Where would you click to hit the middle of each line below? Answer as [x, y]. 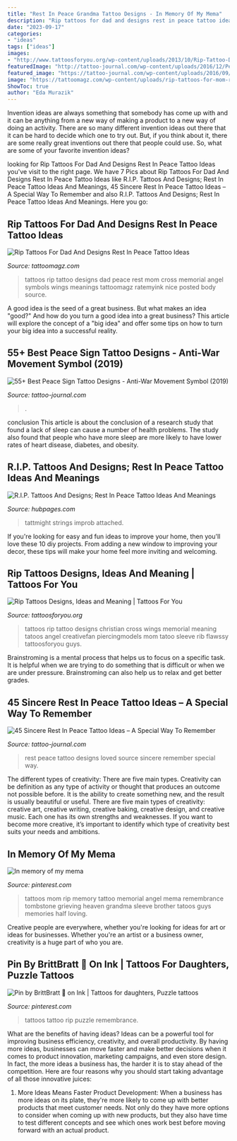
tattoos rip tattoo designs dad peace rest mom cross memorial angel [124, 279]
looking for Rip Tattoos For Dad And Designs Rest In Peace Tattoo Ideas [111, 164]
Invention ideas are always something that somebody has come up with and [117, 113]
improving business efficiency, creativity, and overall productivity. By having [118, 1041]
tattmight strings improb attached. [74, 522]
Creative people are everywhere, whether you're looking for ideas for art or [116, 927]
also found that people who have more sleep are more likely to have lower [115, 437]
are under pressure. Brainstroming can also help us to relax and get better [115, 673]
